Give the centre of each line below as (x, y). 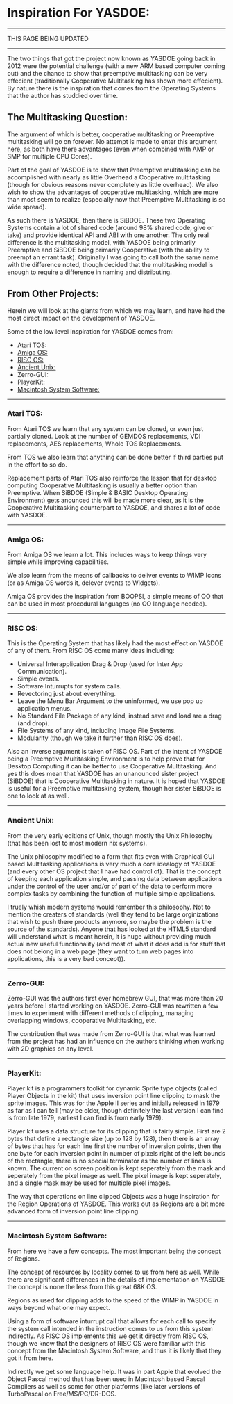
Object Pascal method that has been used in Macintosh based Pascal (106, 1379)
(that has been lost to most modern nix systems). (77, 843)
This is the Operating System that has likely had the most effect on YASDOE (115, 643)
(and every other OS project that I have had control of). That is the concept (114, 871)
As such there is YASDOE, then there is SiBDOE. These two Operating (106, 220)
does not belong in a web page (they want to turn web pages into (101, 951)
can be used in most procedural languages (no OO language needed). (107, 604)
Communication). (42, 672)
